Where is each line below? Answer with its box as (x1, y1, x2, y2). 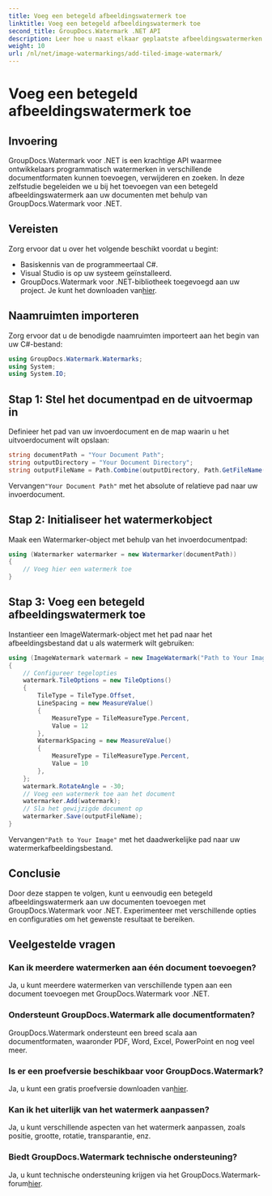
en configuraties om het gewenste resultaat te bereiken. (8, 914, 195, 924)
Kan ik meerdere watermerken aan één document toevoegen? (8, 962, 257, 974)
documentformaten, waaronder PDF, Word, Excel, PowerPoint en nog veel (8, 1036, 255, 1046)
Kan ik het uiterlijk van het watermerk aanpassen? (8, 1103, 210, 1115)
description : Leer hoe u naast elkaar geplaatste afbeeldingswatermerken (8, 34, 263, 43)
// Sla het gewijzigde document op (23, 805, 143, 813)
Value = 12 (51, 722, 89, 730)
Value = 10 (51, 760, 89, 768)
